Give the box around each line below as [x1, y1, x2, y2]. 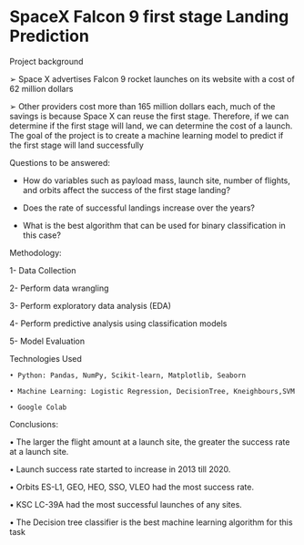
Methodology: [9, 247, 62, 258]
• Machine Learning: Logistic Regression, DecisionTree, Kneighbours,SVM [9, 386, 296, 396]
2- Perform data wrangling [9, 283, 109, 293]
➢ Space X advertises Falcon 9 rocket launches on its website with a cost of [9, 73, 296, 84]
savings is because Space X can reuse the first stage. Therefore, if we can [9, 110, 289, 121]
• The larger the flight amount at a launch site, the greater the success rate [9, 436, 290, 447]
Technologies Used [9, 353, 82, 364]
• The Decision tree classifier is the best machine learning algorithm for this [9, 517, 293, 528]
